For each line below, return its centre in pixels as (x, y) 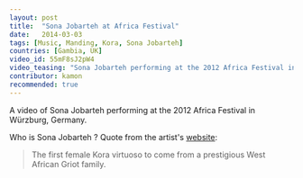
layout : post (34, 18)
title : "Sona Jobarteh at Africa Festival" (94, 26)
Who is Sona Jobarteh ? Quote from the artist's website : (114, 137)
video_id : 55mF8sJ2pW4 (52, 59)
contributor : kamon (46, 76)
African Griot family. (69, 164)
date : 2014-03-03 (46, 34)
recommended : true (44, 85)
